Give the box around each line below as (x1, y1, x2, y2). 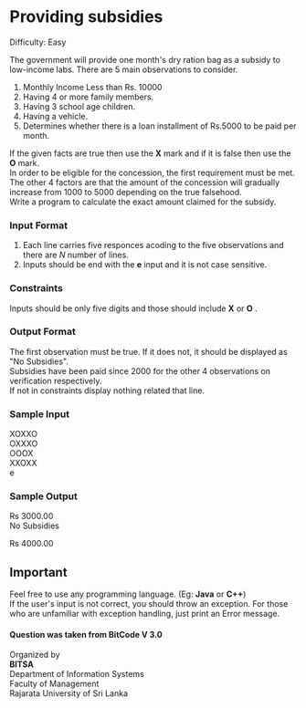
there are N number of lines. (22, 249, 130, 261)
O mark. (9, 157, 40, 168)
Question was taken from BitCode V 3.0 (9, 629, 163, 640)
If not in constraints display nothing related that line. (9, 385, 206, 396)
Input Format (9, 219, 69, 232)
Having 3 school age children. (22, 100, 135, 111)
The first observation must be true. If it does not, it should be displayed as (9, 346, 288, 357)
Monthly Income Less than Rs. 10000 (22, 81, 163, 92)
